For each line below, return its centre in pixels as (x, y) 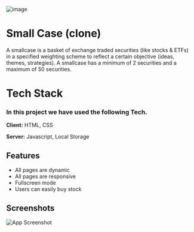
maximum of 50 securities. (39, 69)
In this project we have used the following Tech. (77, 112)
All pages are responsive (45, 176)
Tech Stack (35, 94)
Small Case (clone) (54, 34)
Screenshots (30, 208)
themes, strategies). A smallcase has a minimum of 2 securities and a (92, 62)
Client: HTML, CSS (30, 125)
